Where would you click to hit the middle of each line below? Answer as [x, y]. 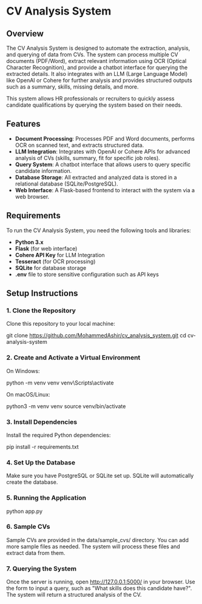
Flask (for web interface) [46, 248]
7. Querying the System [42, 568]
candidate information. [43, 170]
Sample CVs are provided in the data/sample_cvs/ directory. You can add [98, 540]
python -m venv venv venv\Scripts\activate [60, 383]
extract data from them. [36, 552]
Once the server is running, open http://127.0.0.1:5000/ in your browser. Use [101, 582]
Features [23, 124]
